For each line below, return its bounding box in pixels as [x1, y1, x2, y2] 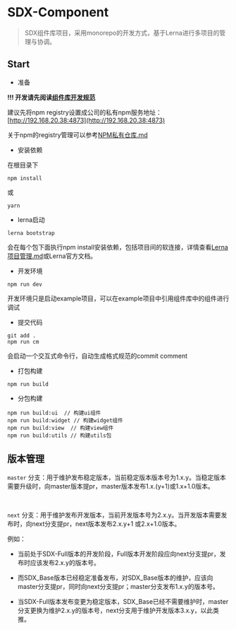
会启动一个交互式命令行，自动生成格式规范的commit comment [7, 351, 188, 360]
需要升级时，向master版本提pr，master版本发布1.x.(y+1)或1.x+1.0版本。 [7, 482, 215, 490]
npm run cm [7, 338, 39, 345]
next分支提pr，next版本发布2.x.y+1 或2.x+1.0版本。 [31, 519, 181, 527]
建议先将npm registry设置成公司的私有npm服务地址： [7, 107, 162, 117]
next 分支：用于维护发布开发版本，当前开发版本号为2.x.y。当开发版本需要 [7, 511, 221, 519]
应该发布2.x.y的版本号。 [30, 558, 100, 566]
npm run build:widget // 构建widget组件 [7, 416, 123, 424]
